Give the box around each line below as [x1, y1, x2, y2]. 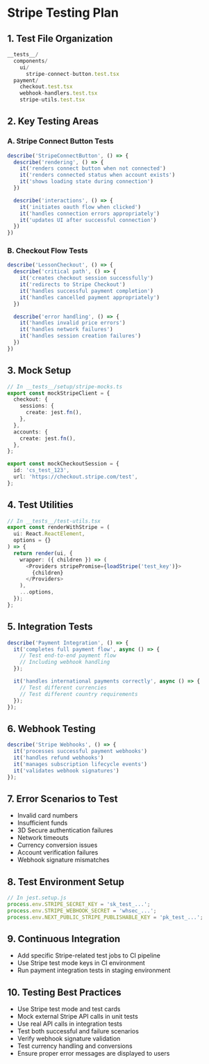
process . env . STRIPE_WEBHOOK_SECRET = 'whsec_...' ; [7, 907, 157, 914]
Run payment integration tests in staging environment [17, 966, 171, 975]
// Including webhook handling [19, 659, 110, 666]
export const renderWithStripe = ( [7, 524, 110, 531]
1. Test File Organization [7, 33, 113, 45]
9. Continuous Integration [7, 933, 121, 944]
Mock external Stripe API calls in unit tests [17, 1013, 139, 1021]
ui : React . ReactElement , [13, 530, 85, 537]
